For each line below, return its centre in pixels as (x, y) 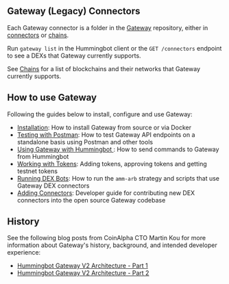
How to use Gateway (52, 98)
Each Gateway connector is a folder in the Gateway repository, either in (108, 27)
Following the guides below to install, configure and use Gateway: (100, 114)
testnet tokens (37, 171)
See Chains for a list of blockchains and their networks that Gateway (104, 68)
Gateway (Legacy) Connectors (74, 11)
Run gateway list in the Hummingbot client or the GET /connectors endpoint (114, 48)
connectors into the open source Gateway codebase (91, 200)
